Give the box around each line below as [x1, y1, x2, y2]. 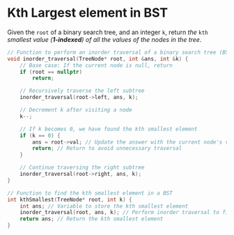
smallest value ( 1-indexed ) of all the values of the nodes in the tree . [7, 35, 202, 43]
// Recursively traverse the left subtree [19, 87, 145, 95]
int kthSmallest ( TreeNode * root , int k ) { [7, 196, 132, 203]
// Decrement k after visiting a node [19, 107, 132, 114]
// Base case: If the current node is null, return [19, 61, 173, 69]
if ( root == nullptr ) [19, 68, 82, 75]
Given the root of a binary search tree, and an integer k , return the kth [7, 28, 208, 36]
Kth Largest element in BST [7, 5, 169, 21]
